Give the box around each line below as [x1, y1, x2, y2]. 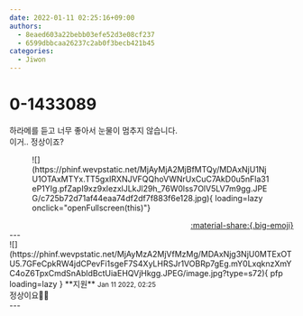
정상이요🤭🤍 [9, 290, 50, 301]
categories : [9, 47, 54, 56]
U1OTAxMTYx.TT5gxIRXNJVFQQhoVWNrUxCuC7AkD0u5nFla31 [32, 173, 270, 184]
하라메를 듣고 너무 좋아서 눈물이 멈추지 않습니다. [9, 125, 179, 135]
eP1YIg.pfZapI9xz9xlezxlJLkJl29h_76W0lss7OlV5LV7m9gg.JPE [32, 182, 268, 194]
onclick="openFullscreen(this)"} [32, 202, 151, 213]
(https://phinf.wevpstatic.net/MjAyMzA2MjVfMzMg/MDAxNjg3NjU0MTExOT [9, 248, 292, 259]
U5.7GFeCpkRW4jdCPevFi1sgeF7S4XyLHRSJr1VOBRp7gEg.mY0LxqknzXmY [9, 258, 292, 269]
